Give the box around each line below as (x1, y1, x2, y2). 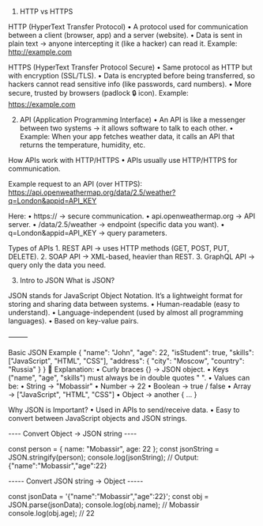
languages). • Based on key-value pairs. (8, 316, 140, 325)
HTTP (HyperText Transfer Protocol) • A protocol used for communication (8, 22, 249, 31)
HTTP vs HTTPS (19, 7, 73, 16)
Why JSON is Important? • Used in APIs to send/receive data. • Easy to (8, 405, 240, 414)
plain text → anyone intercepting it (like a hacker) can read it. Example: (8, 39, 238, 48)
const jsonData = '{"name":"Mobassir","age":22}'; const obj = (8, 492, 209, 501)
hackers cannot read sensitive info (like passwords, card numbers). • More (8, 79, 252, 89)
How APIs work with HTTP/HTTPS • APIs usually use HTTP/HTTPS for (8, 156, 238, 165)
